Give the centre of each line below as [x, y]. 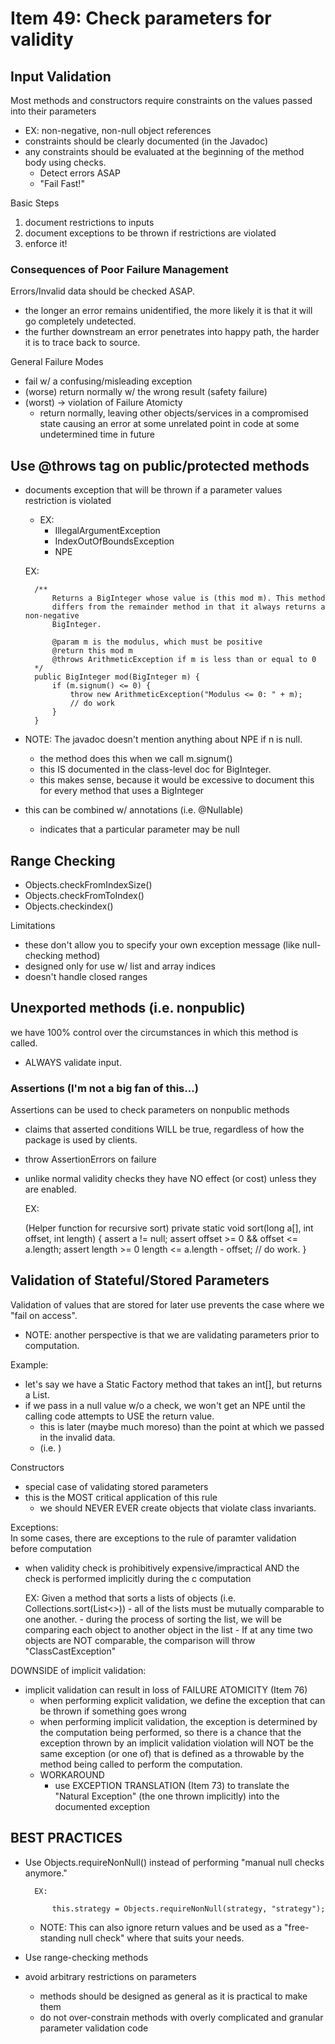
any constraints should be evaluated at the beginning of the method [164, 151]
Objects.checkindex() [69, 906]
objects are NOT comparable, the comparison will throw [140, 1640]
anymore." [46, 1873]
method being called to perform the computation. [141, 1764]
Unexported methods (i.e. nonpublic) [128, 1008]
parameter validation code [94, 2028]
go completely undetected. [80, 321]
